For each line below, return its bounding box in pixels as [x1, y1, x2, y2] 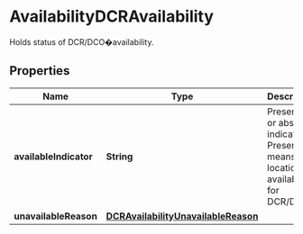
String [106, 150, 133, 163]
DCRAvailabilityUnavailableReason [106, 210, 259, 222]
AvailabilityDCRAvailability [9, 6, 215, 27]
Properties [9, 63, 70, 78]
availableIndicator [14, 150, 93, 163]
